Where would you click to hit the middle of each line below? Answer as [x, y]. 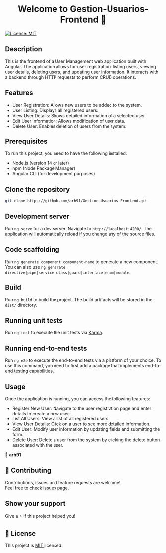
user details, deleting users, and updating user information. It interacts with [82, 72]
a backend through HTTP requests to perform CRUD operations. [71, 77]
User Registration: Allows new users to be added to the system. [77, 105]
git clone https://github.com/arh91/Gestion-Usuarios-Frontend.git [76, 201]
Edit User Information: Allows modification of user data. [69, 121]
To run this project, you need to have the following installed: [66, 153]
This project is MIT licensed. [34, 545]
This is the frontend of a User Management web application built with [76, 61]
